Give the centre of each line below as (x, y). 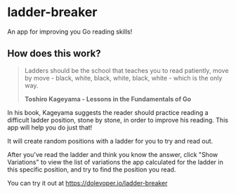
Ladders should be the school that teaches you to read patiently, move (126, 70)
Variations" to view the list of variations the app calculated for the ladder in (115, 162)
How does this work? (54, 54)
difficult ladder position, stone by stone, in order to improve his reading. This (118, 120)
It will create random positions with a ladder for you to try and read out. (110, 141)
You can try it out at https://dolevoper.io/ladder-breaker (87, 183)
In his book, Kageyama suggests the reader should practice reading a (108, 112)
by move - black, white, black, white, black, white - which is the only (123, 78)
